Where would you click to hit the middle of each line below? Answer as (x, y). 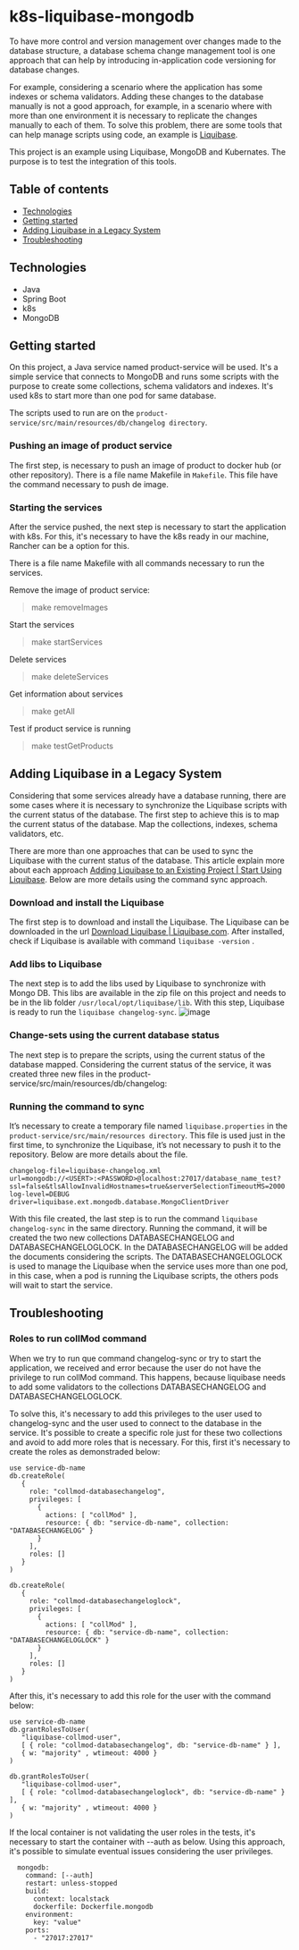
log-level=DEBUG (39, 1194)
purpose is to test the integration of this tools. (93, 161)
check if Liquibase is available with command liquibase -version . (132, 941)
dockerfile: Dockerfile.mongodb (93, 1906)
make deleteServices (70, 676)
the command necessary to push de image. (89, 484)
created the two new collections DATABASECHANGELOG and (122, 1237)
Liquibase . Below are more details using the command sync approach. (138, 879)
